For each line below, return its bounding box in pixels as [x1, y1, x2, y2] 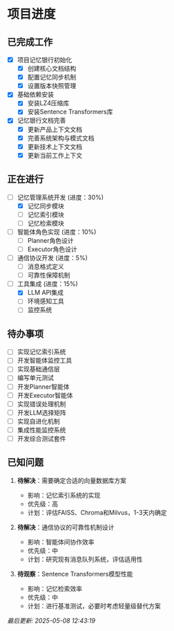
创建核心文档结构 [27, 64, 77, 73]
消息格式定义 [27, 262, 64, 271]
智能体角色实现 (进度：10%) [17, 228, 97, 236]
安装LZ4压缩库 [27, 99, 70, 107]
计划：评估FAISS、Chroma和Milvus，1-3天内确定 [27, 508, 167, 516]
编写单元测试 [17, 374, 54, 382]
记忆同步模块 [27, 201, 64, 210]
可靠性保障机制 [27, 271, 70, 280]
